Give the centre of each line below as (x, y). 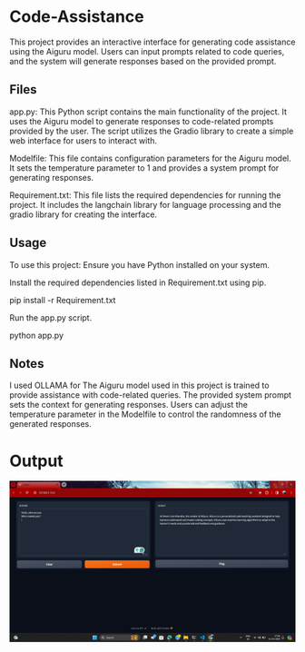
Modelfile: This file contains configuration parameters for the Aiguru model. (151, 158)
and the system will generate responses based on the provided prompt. (143, 61)
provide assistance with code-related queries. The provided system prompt (151, 395)
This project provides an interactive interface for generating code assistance (152, 42)
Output (36, 461)
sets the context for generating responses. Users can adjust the (128, 405)
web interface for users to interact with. (83, 140)
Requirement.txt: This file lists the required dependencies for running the (145, 195)
